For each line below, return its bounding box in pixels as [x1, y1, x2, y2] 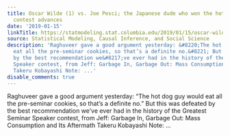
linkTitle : [7, 29, 38, 36]
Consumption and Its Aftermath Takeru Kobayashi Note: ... [7, 121, 171, 130]
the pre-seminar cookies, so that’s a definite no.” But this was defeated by [7, 100, 216, 108]
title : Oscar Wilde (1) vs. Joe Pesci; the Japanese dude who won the [7, 10, 213, 17]
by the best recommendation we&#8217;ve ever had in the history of [13, 55, 213, 62]
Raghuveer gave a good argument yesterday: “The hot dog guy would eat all [7, 92, 222, 100]
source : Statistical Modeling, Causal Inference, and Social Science [7, 36, 210, 42]
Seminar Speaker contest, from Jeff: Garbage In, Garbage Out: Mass [7, 114, 201, 122]
